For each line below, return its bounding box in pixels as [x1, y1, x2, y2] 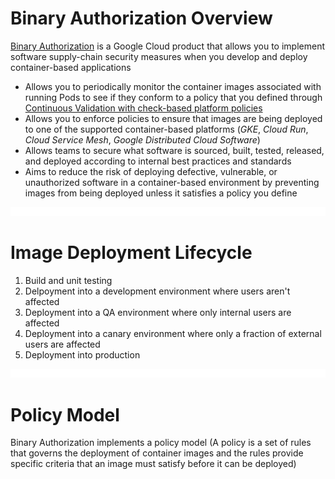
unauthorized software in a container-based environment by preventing [24, 176, 320, 188]
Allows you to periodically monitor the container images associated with [24, 80, 322, 92]
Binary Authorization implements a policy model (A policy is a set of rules [10, 437, 312, 449]
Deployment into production [24, 349, 141, 361]
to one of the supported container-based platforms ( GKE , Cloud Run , [24, 123, 309, 135]
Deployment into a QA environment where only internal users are [24, 307, 292, 319]
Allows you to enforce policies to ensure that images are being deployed [24, 112, 323, 124]
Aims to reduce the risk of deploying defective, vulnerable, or [24, 165, 278, 177]
